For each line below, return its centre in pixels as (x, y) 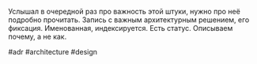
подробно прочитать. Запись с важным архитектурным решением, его (129, 20)
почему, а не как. (38, 36)
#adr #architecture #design (53, 52)
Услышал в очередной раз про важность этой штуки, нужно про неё (125, 11)
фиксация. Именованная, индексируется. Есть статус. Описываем (121, 28)
